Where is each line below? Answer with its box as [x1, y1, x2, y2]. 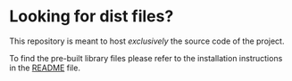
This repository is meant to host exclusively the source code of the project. [9, 36, 285, 46]
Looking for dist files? [9, 6, 174, 27]
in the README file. [9, 62, 80, 73]
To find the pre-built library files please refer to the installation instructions [9, 53, 283, 63]
